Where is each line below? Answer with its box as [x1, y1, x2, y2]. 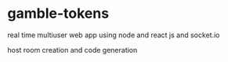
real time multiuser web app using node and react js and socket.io [7, 30, 220, 40]
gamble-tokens [7, 5, 110, 22]
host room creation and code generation [7, 45, 138, 54]
